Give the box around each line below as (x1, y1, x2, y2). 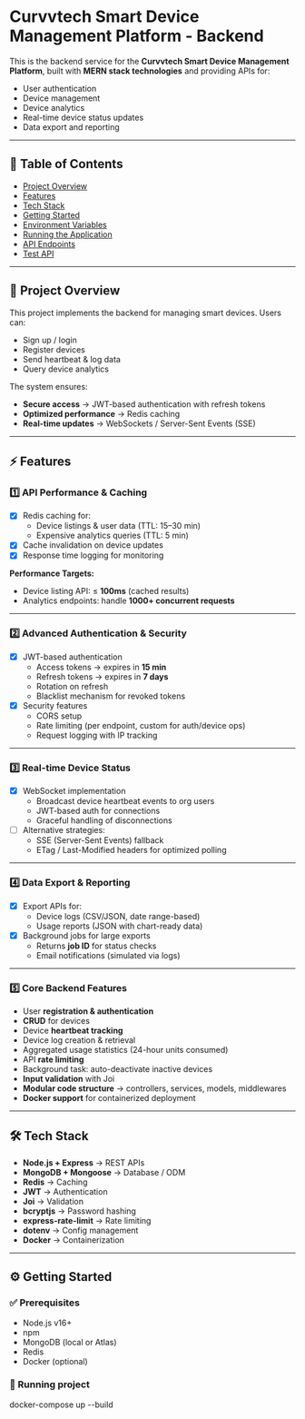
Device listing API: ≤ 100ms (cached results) (22, 586, 190, 597)
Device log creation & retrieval (22, 1035, 136, 1046)
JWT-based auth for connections (35, 806, 161, 817)
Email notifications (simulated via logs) (35, 949, 181, 960)
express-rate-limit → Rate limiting (22, 1215, 152, 1225)
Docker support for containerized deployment (22, 1093, 197, 1103)
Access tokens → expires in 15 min (35, 661, 167, 672)
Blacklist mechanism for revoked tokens (35, 690, 186, 701)
